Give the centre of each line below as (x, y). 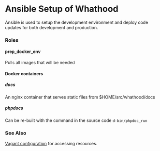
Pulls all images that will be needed (40, 63)
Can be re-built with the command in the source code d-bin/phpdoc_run (76, 120)
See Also (16, 133)
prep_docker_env (23, 51)
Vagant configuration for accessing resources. (51, 143)
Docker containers (24, 73)
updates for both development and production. (51, 27)
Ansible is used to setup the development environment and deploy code (77, 22)
